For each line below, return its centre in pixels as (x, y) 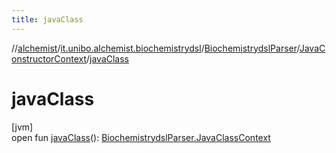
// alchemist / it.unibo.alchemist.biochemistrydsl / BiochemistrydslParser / (155, 48)
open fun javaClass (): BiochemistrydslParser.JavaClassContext (141, 137)
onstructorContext (49, 58)
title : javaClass (47, 19)
